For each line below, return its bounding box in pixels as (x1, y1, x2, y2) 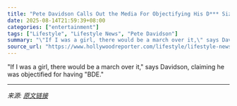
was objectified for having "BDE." (7, 70, 104, 78)
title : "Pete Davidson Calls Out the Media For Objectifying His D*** (7, 10, 219, 18)
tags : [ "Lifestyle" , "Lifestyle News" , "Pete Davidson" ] (7, 30, 178, 37)
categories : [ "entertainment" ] (7, 23, 99, 30)
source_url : (7, 43, 42, 50)
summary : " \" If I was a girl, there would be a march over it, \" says (7, 37, 219, 44)
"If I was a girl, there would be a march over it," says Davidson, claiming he (7, 63, 224, 71)
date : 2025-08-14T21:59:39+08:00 (7, 17, 106, 24)
